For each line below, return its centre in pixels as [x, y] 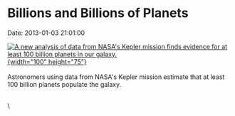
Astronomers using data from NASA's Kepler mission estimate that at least [116, 77]
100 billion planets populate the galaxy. [64, 84]
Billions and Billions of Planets [98, 13]
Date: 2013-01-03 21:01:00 [46, 33]
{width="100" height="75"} [47, 61]
